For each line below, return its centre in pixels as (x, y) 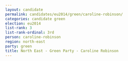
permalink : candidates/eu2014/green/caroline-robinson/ (64, 14)
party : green (19, 46)
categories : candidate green (35, 19)
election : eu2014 (23, 23)
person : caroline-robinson (33, 37)
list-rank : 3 (19, 28)
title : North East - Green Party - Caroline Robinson (62, 51)
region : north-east (25, 42)
